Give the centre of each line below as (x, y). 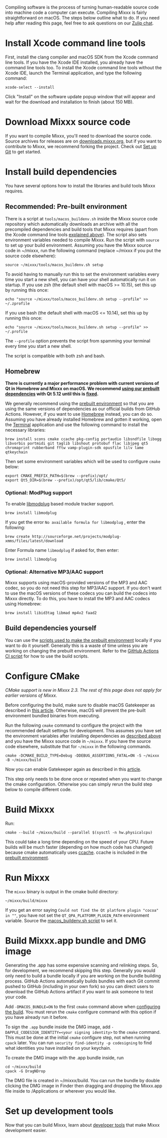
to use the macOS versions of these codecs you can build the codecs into (81, 593)
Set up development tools (59, 1111)
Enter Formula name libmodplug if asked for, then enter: (62, 550)
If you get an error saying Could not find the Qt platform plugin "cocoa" (82, 910)
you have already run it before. (37, 1017)
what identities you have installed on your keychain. (58, 1048)
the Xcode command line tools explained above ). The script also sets (76, 234)
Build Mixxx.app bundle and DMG (76, 940)
